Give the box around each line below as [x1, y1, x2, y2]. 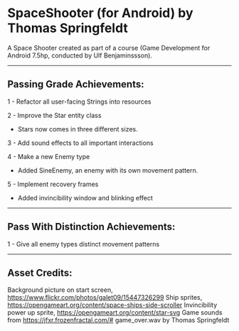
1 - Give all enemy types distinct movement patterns [7, 239, 160, 248]
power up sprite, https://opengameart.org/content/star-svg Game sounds [7, 308, 223, 317]
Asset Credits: [7, 266, 73, 278]
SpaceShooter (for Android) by [7, 5, 193, 21]
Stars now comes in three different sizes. [17, 124, 139, 133]
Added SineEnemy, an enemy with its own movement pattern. [17, 165, 198, 175]
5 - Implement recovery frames [7, 180, 99, 188]
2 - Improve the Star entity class [7, 111, 102, 119]
